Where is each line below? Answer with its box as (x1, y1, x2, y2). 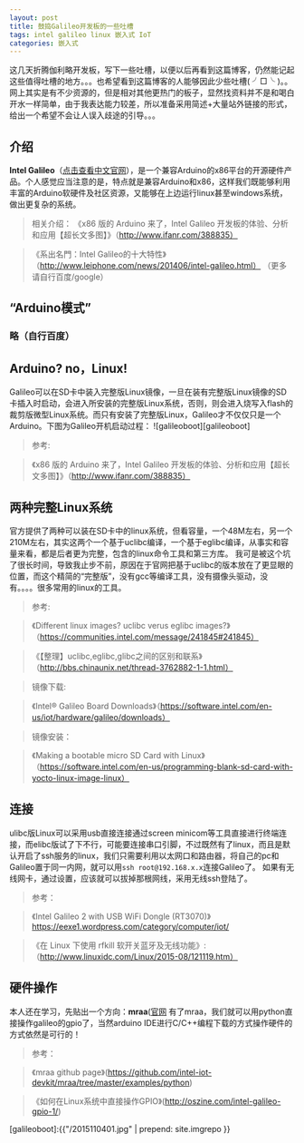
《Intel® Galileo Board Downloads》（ (31, 700, 161, 711)
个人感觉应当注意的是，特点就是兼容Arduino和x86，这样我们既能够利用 (24, 176, 291, 187)
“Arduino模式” (9, 300, 92, 316)
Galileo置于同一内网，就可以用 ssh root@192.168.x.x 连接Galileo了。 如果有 (9, 861, 287, 872)
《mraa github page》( (31, 1067, 109, 1078)
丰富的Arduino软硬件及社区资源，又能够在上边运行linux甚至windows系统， (9, 188, 288, 199)
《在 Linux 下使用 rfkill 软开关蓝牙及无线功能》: (31, 940, 206, 951)
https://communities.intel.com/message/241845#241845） (39, 631, 260, 642)
